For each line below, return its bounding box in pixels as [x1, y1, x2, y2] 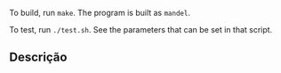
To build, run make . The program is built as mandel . [9, 8, 191, 18]
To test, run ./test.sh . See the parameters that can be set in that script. [9, 25, 273, 34]
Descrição [9, 50, 68, 65]
